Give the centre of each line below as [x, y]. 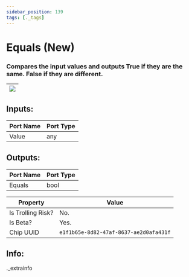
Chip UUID [24, 232]
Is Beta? [21, 223]
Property [31, 202]
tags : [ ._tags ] [25, 18]
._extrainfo [19, 268]
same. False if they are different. [55, 74]
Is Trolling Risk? [31, 212]
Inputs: [20, 109]
